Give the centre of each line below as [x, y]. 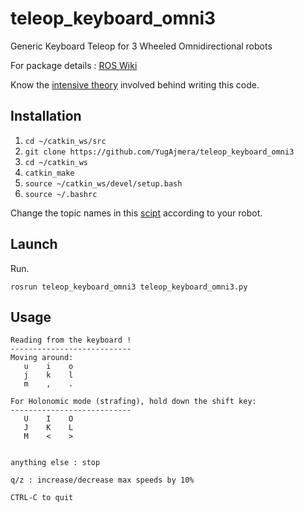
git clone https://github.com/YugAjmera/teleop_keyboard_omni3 [159, 152]
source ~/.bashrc [61, 194]
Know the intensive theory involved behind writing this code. [135, 84]
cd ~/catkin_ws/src [65, 141]
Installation [46, 116]
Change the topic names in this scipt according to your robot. [136, 213]
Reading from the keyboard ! [71, 340]
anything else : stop [55, 463]
